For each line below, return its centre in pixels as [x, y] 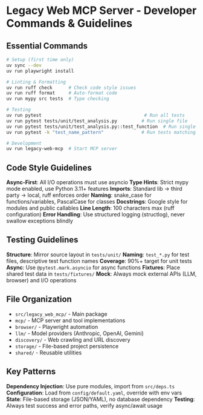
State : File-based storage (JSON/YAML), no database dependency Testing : [101, 399]
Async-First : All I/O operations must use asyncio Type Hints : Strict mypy [98, 182]
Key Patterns [31, 372]
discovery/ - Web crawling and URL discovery [73, 339]
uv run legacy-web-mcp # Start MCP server [62, 149]
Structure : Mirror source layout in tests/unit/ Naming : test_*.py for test [98, 254]
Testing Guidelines [42, 240]
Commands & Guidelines [69, 23]
